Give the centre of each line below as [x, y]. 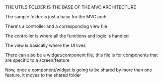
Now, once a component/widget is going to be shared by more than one [79, 70]
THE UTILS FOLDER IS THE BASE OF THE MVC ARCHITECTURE [71, 7]
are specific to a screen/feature [37, 60]
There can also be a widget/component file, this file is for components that [81, 55]
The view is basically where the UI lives [45, 45]
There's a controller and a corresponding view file [56, 26]
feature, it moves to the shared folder [43, 75]
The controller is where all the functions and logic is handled [67, 36]
